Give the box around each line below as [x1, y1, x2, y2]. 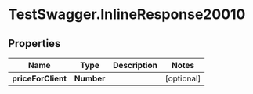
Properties [8, 37, 61, 50]
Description [112, 60, 158, 70]
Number [74, 73, 106, 84]
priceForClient [12, 73, 67, 84]
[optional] [164, 73, 201, 84]
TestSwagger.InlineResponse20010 [8, 5, 246, 23]
